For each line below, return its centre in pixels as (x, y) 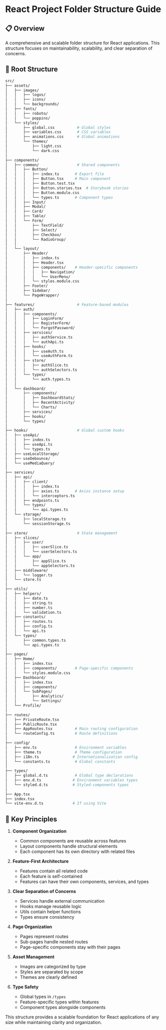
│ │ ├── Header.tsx (35, 263)
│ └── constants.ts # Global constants (60, 761)
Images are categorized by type (53, 967)
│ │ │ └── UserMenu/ (38, 277)
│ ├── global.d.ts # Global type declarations (69, 776)
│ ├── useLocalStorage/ (32, 454)
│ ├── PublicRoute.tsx (31, 724)
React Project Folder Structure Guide (83, 9)
